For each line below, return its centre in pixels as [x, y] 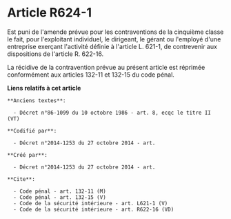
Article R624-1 [49, 13]
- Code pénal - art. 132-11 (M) [60, 191]
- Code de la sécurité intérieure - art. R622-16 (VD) [94, 209]
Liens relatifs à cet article [44, 88]
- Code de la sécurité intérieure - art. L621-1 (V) [91, 203]
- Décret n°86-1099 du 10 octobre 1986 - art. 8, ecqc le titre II [112, 113]
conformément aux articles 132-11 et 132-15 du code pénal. [91, 75]
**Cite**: [21, 179]
